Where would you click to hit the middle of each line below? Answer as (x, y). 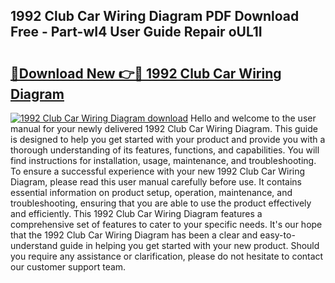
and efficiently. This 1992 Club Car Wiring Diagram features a (136, 213)
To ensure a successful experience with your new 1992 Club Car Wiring (158, 171)
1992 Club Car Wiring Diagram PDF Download (155, 16)
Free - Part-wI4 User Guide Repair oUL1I (136, 32)
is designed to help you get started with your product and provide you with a (168, 139)
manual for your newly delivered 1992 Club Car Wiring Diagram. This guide (164, 128)
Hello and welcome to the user (253, 118)
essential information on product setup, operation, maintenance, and (151, 192)
